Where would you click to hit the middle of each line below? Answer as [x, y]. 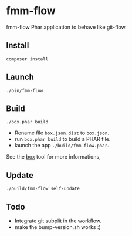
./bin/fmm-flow [25, 90]
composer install [27, 59]
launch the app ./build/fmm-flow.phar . [62, 146]
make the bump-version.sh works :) [57, 227]
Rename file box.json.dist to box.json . [62, 133]
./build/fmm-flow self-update [43, 189]
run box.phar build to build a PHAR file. [62, 139]
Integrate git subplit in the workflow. [58, 221]
